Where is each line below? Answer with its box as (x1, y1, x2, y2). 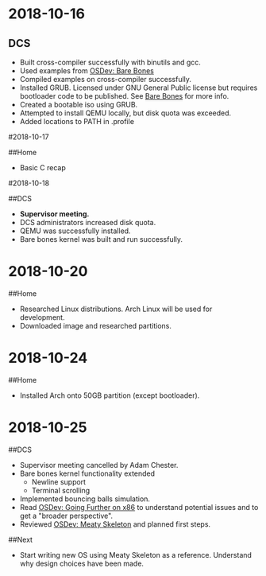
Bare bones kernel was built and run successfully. (19, 235, 183, 243)
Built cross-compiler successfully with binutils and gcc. (19, 57, 201, 67)
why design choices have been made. (19, 558, 145, 568)
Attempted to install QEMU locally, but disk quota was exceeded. (19, 108, 232, 118)
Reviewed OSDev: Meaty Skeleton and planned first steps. (19, 519, 211, 529)
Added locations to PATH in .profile (19, 117, 135, 126)
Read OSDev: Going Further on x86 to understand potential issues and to (19, 502, 259, 512)
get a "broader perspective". (19, 511, 114, 520)
